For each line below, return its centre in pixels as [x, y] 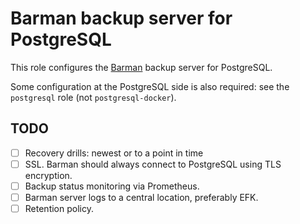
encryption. [48, 175]
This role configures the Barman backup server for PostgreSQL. [141, 67]
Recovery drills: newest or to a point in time [114, 153]
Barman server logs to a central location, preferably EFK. [141, 197]
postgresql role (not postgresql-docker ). [93, 97]
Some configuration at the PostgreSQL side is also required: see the [150, 86]
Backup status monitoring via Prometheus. [112, 186]
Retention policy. [59, 208]
